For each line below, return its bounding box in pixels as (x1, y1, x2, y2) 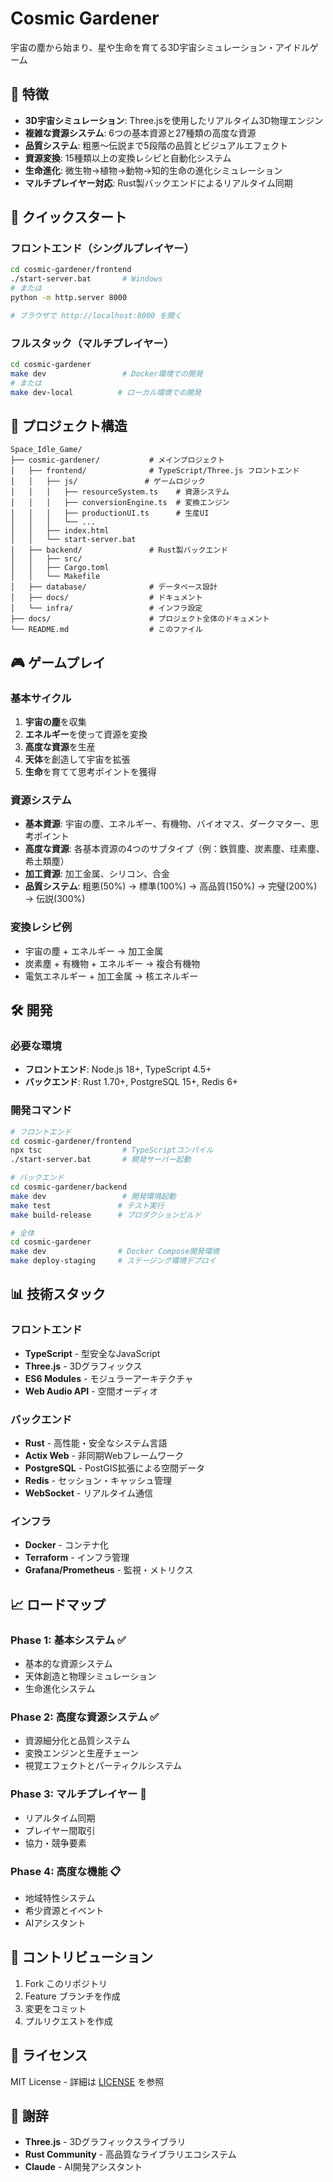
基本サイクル (10, 691, 72, 705)
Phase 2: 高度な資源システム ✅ (10, 1710, 160, 1724)
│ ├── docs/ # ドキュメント (10, 593, 203, 603)
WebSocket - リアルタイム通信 (24, 1487, 153, 1499)
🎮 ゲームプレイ (10, 654, 106, 671)
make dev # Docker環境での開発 (10, 368, 203, 379)
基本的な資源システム (24, 1658, 113, 1670)
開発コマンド (10, 1103, 73, 1117)
